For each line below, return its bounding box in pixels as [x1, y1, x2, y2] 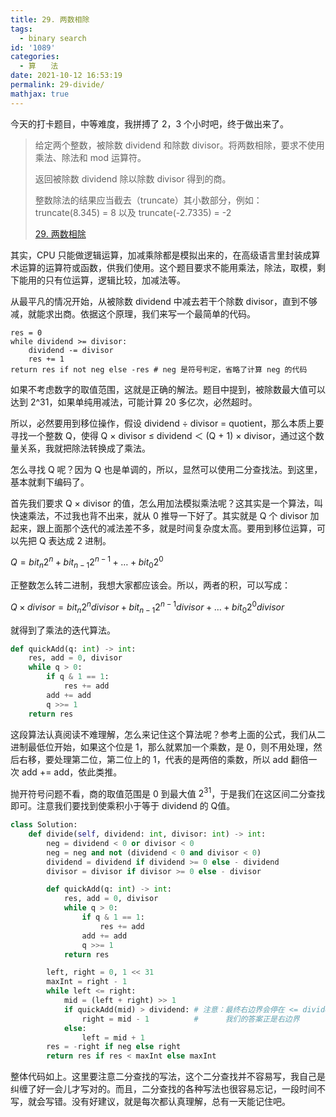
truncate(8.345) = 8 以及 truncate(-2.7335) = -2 [34, 206, 232, 218]
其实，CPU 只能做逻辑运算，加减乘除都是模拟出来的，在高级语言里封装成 [10, 249, 312, 261]
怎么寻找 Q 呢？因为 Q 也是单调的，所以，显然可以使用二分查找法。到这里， [10, 463, 323, 475]
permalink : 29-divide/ [10, 80, 105, 90]
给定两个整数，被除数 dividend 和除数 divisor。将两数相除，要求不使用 [34, 139, 325, 151]
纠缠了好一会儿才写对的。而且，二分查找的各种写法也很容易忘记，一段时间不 [10, 1083, 326, 1095]
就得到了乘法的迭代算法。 [10, 624, 116, 636]
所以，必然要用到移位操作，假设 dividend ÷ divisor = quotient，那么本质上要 [10, 417, 325, 429]
